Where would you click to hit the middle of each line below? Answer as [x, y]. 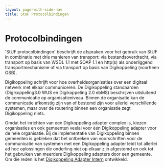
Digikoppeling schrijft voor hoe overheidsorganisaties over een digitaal [76, 82]
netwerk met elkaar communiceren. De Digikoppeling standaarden [72, 87]
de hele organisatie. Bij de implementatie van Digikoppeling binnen [72, 133]
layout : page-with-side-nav [34, 10]
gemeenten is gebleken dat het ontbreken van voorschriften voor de [74, 139]
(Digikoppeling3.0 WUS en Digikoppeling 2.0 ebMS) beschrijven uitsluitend [81, 93]
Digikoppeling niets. [25, 114]
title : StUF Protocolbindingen [37, 14]
